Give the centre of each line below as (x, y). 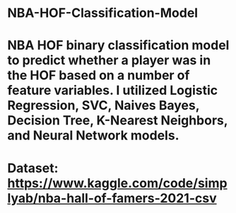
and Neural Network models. (93, 136)
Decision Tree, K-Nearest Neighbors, (118, 121)
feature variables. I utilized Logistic (112, 91)
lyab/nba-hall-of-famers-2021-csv (112, 198)
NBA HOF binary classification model (118, 46)
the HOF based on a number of (99, 75)
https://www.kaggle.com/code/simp (117, 183)
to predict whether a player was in (109, 61)
